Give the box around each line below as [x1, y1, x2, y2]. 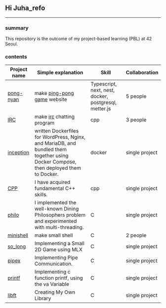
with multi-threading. [34, 224, 84, 231]
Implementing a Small [34, 240, 85, 247]
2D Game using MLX [34, 246, 83, 253]
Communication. [34, 261, 73, 267]
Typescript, [90, 81, 117, 88]
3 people [125, 116, 147, 123]
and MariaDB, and [34, 140, 77, 147]
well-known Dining [34, 205, 79, 212]
